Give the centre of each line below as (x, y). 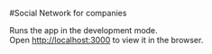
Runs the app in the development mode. (83, 30)
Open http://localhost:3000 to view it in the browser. (106, 40)
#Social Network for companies (68, 13)
